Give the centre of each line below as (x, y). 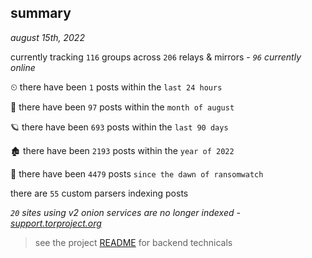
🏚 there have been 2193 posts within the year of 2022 (122, 150)
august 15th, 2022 (47, 37)
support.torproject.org (56, 223)
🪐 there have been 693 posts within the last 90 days (119, 127)
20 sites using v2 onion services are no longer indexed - (125, 212)
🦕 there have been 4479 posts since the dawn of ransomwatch (137, 173)
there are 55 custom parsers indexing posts (99, 193)
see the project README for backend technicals (133, 242)
